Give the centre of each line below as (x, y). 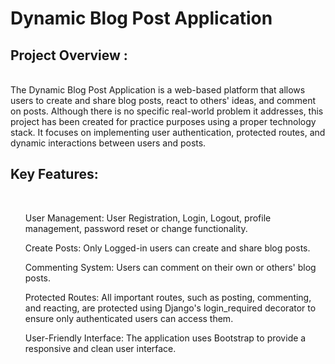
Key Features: (54, 174)
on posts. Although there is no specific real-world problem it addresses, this (167, 111)
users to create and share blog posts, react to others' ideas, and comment (163, 100)
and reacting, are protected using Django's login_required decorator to (170, 308)
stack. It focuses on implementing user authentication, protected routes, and (168, 132)
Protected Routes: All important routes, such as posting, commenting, (168, 297)
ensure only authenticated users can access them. (129, 318)
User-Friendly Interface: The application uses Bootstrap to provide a (165, 338)
